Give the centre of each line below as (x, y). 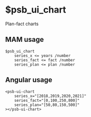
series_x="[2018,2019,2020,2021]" (50, 96)
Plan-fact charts (22, 24)
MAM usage (25, 40)
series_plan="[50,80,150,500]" (47, 105)
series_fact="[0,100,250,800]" (47, 100)
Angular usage (29, 80)
